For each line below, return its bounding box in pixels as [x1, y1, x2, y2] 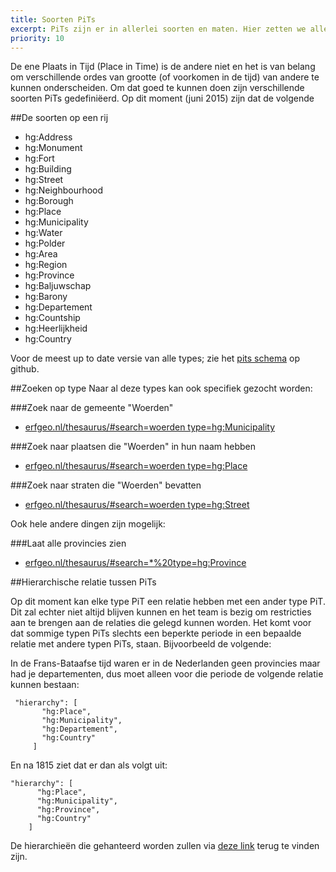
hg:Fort [24, 152, 55, 165]
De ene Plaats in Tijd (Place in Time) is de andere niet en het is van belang [10, 61, 316, 73]
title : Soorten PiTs [10, 14, 97, 25]
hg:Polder [24, 237, 66, 250]
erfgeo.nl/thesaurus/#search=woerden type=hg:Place [24, 460, 248, 472]
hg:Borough [24, 195, 74, 207]
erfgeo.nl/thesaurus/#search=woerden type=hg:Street [24, 499, 250, 511]
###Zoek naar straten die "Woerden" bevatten [10, 479, 202, 491]
